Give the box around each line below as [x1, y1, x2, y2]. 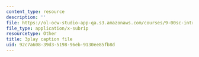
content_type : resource [6, 8, 65, 15]
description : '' [6, 14, 46, 20]
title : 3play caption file [6, 36, 73, 42]
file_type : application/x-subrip [6, 25, 89, 31]
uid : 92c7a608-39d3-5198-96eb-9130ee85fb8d [6, 42, 115, 48]
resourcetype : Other [6, 31, 57, 37]
